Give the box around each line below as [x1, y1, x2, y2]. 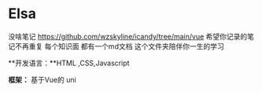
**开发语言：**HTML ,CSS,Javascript [8, 58, 130, 68]
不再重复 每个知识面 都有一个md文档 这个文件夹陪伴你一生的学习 [14, 41, 224, 51]
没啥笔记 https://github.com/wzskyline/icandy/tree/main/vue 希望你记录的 [8, 31, 248, 41]
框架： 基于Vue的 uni [8, 75, 76, 84]
